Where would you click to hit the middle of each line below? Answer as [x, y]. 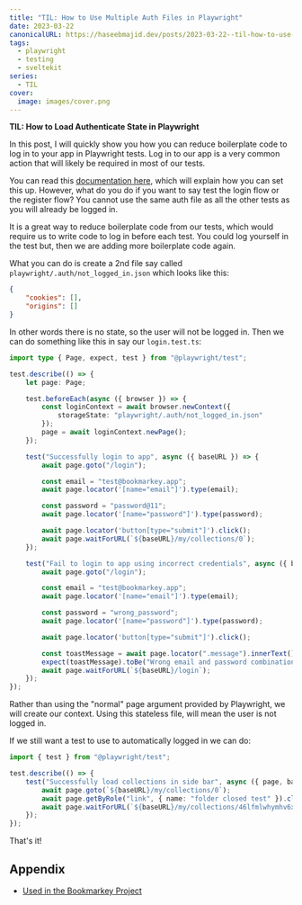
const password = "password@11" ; [104, 506]
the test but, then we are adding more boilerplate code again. [123, 246]
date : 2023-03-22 [42, 26]
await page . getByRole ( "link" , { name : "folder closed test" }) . [164, 798]
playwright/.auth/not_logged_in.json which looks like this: [119, 273]
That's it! [26, 841]
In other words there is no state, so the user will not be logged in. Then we [147, 332]
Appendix [37, 869]
